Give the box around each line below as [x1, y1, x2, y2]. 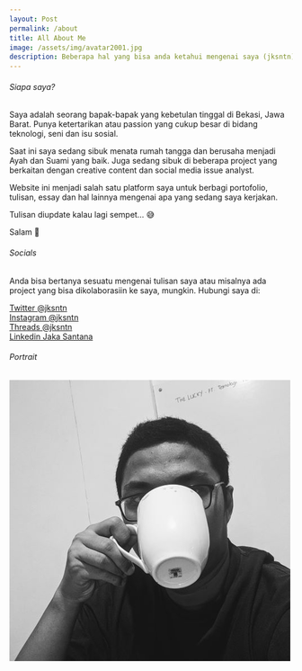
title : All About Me [9, 33, 87, 42]
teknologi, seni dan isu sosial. [9, 129, 119, 139]
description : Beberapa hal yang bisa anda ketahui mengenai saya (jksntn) [9, 52, 296, 62]
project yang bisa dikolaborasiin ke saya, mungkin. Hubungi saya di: [9, 284, 261, 296]
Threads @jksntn [9, 321, 73, 332]
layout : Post [9, 14, 58, 23]
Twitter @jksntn [9, 302, 67, 313]
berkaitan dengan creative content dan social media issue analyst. [9, 165, 254, 175]
